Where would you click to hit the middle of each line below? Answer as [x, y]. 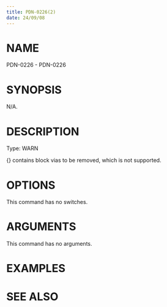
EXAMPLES [36, 269]
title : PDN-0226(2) [31, 12]
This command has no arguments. [49, 244]
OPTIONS [31, 185]
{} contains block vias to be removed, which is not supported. [84, 161]
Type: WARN [22, 148]
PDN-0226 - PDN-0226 [36, 65]
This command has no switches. [47, 202]
